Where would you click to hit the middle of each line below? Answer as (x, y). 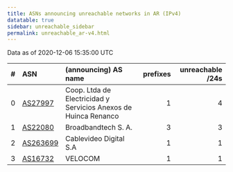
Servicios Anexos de (98, 108)
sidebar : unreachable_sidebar (51, 26)
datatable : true (31, 20)
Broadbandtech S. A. (99, 128)
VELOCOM (83, 159)
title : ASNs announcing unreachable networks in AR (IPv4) (94, 14)
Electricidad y (87, 99)
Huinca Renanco (92, 117)
